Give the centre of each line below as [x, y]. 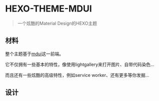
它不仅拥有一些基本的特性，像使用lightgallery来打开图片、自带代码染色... [80, 64]
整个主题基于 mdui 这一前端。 [34, 54]
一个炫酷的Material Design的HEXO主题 [57, 23]
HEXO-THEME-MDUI [49, 9]
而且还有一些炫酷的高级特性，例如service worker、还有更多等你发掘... [77, 75]
